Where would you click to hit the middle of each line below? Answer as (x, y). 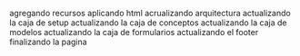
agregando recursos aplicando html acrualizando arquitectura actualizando (150, 13)
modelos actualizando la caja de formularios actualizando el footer (134, 32)
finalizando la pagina (49, 42)
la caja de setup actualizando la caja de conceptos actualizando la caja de (148, 23)
